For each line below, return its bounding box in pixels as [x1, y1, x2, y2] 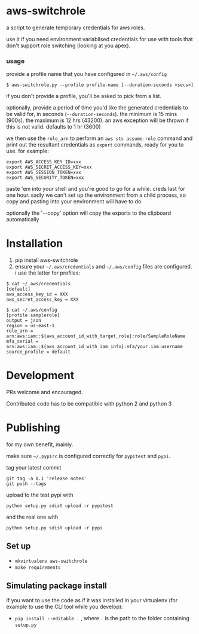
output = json [6, 318, 42, 324]
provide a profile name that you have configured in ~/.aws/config [6, 71, 167, 78]
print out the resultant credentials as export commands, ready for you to [6, 141, 184, 148]
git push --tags [6, 481, 47, 487]
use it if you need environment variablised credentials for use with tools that [6, 35, 193, 42]
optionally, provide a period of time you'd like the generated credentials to [6, 104, 188, 111]
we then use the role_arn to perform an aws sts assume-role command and [6, 135, 193, 142]
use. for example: [6, 148, 49, 155]
